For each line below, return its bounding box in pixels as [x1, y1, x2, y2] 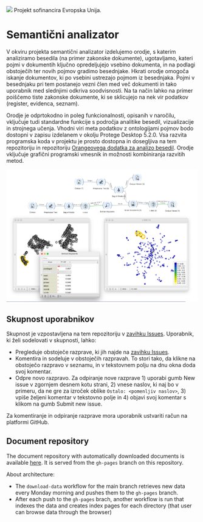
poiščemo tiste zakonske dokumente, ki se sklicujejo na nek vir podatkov [6, 93, 188, 101]
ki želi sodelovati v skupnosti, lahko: [6, 337, 97, 344]
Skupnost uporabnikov [6, 314, 95, 324]
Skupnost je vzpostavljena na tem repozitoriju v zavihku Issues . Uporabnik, [6, 330, 194, 338]
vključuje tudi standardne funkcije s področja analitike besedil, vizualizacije [6, 118, 194, 125]
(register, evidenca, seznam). [6, 99, 80, 107]
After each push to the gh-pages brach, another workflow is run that [15, 495, 184, 502]
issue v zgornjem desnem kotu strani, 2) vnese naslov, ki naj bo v [15, 381, 179, 388]
